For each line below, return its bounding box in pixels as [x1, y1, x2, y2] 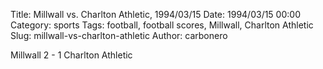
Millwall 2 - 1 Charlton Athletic [10, 49, 133, 61]
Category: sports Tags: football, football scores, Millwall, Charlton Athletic [10, 19, 314, 31]
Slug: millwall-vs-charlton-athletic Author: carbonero [10, 30, 228, 41]
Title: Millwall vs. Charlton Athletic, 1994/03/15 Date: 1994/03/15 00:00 [10, 9, 301, 20]
